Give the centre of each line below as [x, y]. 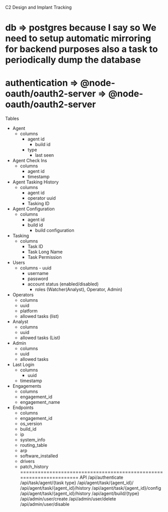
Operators [23, 295]
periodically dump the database [73, 60]
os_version [31, 424]
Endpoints [23, 408]
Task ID [35, 247]
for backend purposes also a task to [82, 49]
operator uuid [42, 198]
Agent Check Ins [30, 161]
